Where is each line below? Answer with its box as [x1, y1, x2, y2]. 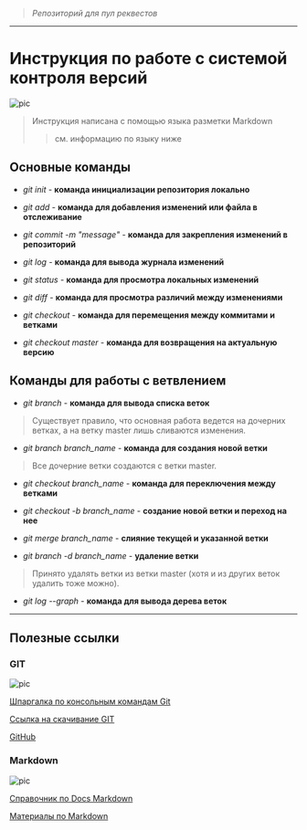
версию [22, 346, 55, 357]
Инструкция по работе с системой [9, 48, 288, 69]
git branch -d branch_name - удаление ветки [22, 550, 199, 561]
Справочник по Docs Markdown [9, 793, 133, 804]
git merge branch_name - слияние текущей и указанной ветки [22, 532, 270, 543]
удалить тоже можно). [31, 577, 120, 588]
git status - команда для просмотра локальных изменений [22, 274, 259, 285]
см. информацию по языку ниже [54, 132, 183, 144]
